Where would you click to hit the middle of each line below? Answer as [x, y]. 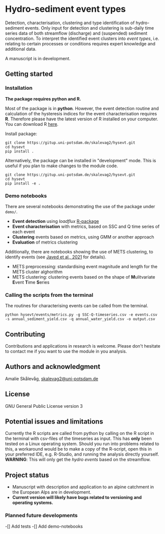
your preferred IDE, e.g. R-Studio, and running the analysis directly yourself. [82, 454]
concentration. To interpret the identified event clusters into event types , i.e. [82, 38]
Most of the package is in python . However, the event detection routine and [82, 108]
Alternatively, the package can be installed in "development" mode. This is [81, 160]
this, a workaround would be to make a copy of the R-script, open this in [78, 449]
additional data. [21, 49]
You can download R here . [32, 124]
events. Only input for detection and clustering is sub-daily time [89, 28]
